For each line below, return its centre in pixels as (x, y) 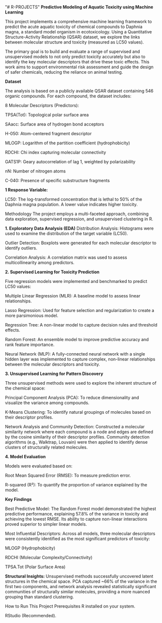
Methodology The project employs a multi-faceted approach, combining (77, 214)
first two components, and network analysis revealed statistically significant (81, 586)
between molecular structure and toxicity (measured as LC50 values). (74, 42)
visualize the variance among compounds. (47, 403)
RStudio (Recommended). (31, 615)
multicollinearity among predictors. (40, 263)
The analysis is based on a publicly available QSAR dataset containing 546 (79, 91)
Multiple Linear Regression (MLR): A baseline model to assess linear (73, 296)
